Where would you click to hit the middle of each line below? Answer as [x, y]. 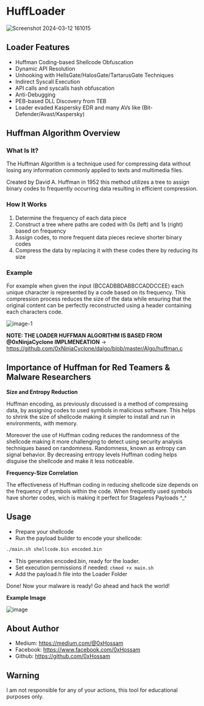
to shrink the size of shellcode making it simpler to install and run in [91, 417]
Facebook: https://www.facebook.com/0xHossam [78, 650]
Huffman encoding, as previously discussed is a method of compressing [97, 404]
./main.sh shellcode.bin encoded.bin [54, 549]
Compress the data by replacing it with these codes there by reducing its [106, 250]
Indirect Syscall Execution [47, 81]
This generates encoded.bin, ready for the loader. [77, 561]
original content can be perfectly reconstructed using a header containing [99, 305]
